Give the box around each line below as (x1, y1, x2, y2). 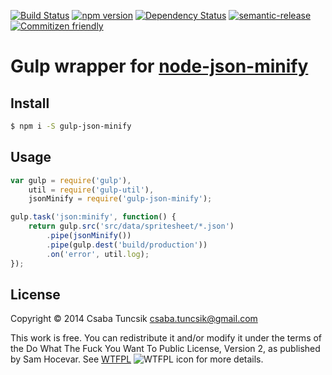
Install (10, 95, 50, 112)
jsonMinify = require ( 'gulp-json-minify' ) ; (28, 194, 213, 204)
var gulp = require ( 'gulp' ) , (10, 175, 132, 185)
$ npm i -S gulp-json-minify (10, 121, 132, 131)
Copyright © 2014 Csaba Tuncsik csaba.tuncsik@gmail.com (10, 313, 258, 325)
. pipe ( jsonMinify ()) (46, 231, 132, 241)
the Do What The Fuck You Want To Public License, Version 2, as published (10, 343, 321, 355)
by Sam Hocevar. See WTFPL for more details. (10, 353, 264, 365)
